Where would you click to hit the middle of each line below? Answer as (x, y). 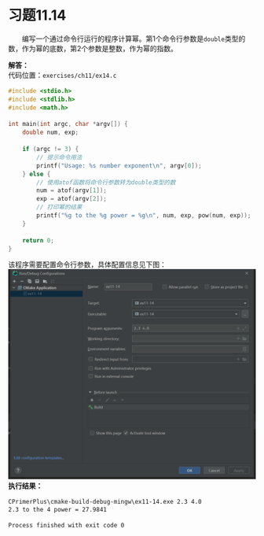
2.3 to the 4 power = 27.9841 (58, 509)
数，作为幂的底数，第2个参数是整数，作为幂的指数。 (93, 48)
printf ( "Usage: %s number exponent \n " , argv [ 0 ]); (119, 165)
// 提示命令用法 (59, 157)
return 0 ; (38, 240)
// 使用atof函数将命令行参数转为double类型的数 (106, 182)
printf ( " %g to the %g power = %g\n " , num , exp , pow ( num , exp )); (144, 216)
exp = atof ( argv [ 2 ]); (72, 199)
